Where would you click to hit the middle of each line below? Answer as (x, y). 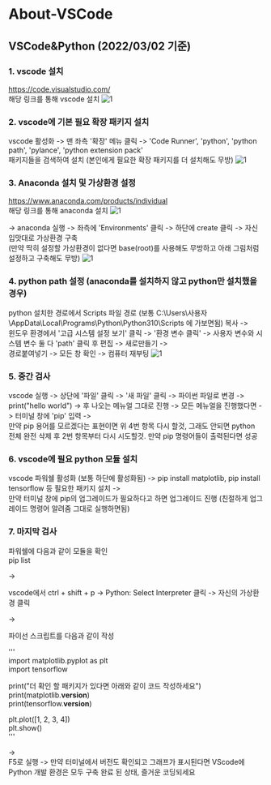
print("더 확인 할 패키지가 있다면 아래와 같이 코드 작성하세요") (105, 685)
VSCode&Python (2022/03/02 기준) (100, 46)
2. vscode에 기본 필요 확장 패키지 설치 (79, 122)
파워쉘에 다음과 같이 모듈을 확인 (58, 551)
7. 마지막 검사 (33, 532)
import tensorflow (38, 669)
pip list (19, 560)
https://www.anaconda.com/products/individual (88, 201)
